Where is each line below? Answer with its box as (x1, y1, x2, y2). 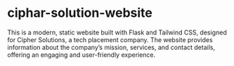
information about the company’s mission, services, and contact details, (7, 43, 216, 51)
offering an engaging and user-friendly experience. (7, 51, 156, 59)
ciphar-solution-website (7, 5, 152, 21)
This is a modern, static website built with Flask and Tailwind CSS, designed (7, 28, 227, 37)
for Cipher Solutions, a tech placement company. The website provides (7, 35, 213, 44)
